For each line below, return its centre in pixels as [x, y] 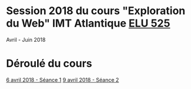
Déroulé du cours [49, 64]
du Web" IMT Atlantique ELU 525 [88, 23]
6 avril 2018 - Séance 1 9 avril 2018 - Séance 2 [62, 80]
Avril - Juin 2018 [26, 39]
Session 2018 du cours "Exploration [96, 11]
